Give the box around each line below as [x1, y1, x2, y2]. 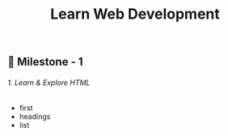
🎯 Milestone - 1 [7, 55, 83, 69]
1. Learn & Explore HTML [7, 78, 91, 87]
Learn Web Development [50, 5, 220, 23]
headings [19, 111, 51, 121]
